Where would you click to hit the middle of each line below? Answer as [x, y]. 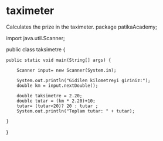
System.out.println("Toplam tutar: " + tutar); [76, 111]
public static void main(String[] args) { [59, 60]
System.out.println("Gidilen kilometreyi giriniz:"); [84, 80]
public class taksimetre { [36, 49]
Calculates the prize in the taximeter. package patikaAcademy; [81, 27]
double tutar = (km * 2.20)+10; [56, 101]
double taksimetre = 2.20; [50, 96]
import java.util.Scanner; [36, 38]
